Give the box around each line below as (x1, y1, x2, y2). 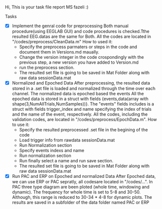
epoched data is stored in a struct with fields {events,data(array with (12, 96, 148, 102)
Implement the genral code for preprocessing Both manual (12, 23, 129, 29)
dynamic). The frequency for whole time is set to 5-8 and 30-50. (12, 189, 141, 195)
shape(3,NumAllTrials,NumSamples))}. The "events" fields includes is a (12, 101, 154, 107)
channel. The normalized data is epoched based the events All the (12, 91, 144, 97)
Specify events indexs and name (19, 148, 85, 154)
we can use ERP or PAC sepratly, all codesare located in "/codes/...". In (12, 179, 153, 185)
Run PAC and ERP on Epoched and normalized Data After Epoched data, (12, 174, 156, 179)
